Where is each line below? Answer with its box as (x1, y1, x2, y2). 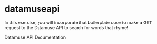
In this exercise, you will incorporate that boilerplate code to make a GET (4, 20, 152, 25)
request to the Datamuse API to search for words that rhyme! (4, 24, 129, 30)
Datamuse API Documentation (4, 34, 66, 40)
